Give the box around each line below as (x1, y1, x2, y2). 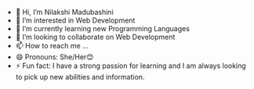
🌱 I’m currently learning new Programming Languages (15, 24, 190, 33)
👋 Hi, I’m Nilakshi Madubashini (15, 8, 114, 16)
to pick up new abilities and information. (15, 73, 145, 81)
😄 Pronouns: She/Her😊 (15, 52, 94, 62)
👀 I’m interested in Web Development (15, 16, 136, 25)
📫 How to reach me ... (15, 41, 89, 50)
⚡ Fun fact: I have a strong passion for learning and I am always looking (15, 61, 247, 70)
